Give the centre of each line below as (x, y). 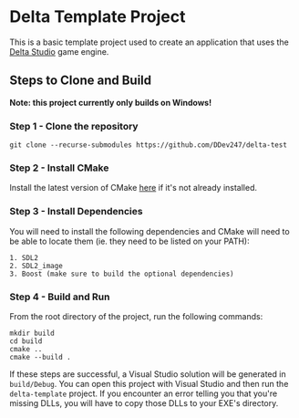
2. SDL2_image (36, 266)
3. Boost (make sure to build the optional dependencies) (122, 274)
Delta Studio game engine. (59, 51)
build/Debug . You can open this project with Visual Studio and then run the (149, 383)
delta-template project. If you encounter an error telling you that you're (144, 393)
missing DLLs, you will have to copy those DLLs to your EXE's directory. (144, 402)
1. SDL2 (24, 257)
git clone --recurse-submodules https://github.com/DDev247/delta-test (148, 145)
